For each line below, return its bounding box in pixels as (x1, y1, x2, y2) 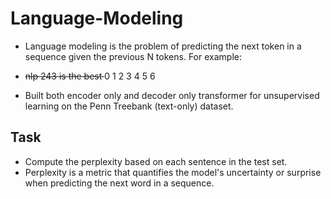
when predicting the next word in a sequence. (24, 177, 215, 189)
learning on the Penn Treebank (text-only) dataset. (24, 100, 234, 112)
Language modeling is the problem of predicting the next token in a (24, 40, 302, 52)
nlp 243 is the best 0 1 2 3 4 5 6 (24, 70, 156, 82)
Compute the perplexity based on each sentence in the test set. (24, 155, 288, 167)
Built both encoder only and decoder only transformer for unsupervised (24, 89, 320, 101)
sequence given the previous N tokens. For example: (24, 50, 242, 62)
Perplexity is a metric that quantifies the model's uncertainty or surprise (24, 166, 322, 178)
